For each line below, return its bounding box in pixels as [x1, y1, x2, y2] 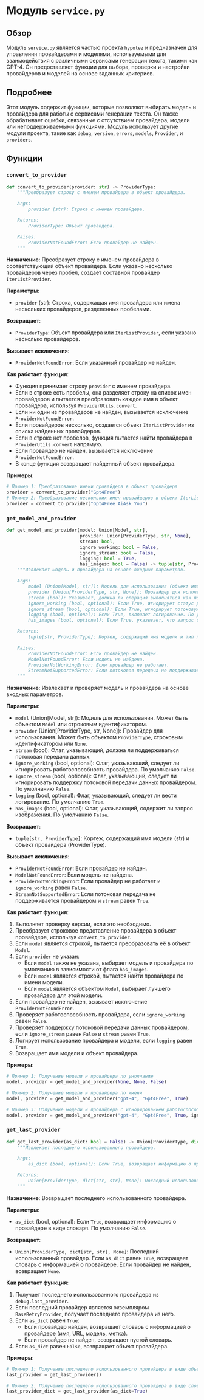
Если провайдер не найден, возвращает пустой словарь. [24, 1336, 173, 1343]
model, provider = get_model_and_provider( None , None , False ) [6, 1079, 167, 1085]
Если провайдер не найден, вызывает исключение [15, 998, 148, 1005]
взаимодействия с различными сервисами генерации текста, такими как [6, 57, 198, 64]
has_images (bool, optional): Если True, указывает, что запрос [28, 618, 194, 624]
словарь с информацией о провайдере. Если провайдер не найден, [15, 1261, 191, 1268]
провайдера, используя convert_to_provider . [15, 934, 132, 941]
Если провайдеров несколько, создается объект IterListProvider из [15, 421, 194, 429]
